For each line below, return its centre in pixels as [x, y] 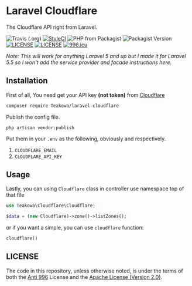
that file [15, 195]
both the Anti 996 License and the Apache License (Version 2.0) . [84, 277]
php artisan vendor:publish [40, 127]
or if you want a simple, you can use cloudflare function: [75, 228]
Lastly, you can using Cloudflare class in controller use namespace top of [95, 189]
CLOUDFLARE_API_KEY [38, 157]
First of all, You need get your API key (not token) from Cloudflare [85, 95]
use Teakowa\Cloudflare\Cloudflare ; [51, 206]
